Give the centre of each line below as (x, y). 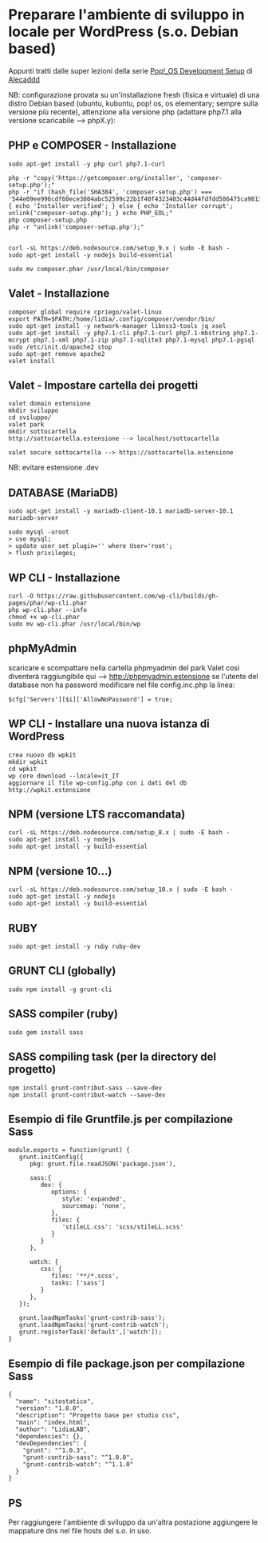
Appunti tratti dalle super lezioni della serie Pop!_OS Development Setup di (130, 70)
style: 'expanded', (94, 1199)
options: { (69, 1192)
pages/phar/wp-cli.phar (48, 603)
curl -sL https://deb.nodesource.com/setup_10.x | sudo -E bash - (121, 889)
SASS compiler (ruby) (63, 1014)
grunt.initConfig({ (51, 1157)
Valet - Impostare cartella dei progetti (103, 385)
